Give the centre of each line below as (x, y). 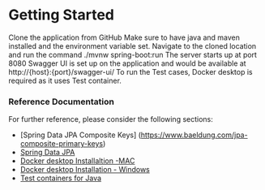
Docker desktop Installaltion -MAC (77, 161)
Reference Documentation (62, 101)
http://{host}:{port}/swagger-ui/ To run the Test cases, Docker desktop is (130, 71)
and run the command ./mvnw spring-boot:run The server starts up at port (133, 54)
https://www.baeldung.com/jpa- (194, 135)
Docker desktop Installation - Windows (85, 170)
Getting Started (62, 15)
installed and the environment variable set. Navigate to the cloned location (132, 45)
